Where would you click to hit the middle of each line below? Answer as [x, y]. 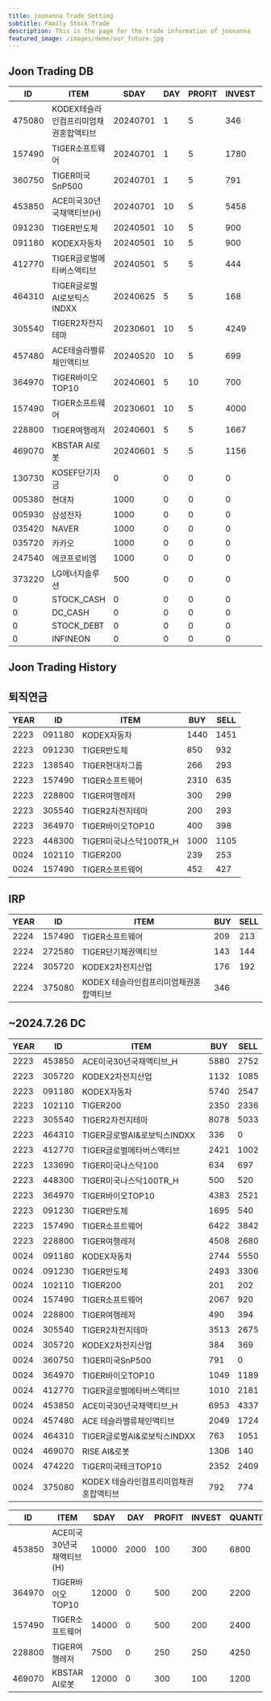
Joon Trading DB [51, 71]
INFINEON [71, 639]
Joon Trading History [63, 667]
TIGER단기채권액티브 [120, 952]
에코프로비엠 [74, 558]
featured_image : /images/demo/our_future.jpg [86, 38]
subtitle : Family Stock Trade [59, 23]
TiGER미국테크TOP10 [122, 1466]
